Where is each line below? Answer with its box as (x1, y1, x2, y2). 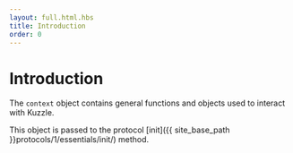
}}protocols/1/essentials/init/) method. (9, 134, 150, 145)
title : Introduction (9, 21, 87, 30)
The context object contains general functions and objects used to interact (9, 98, 286, 108)
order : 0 (9, 30, 42, 38)
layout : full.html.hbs (9, 13, 94, 22)
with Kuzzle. (9, 107, 55, 118)
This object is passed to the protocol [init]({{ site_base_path (9, 124, 230, 135)
